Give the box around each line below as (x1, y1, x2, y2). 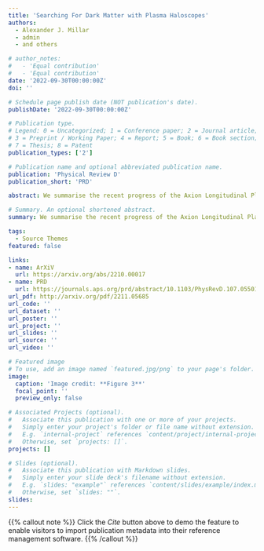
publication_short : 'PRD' (8, 177, 93, 185)
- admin (15, 33, 41, 42)
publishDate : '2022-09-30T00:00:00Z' (8, 105, 132, 114)
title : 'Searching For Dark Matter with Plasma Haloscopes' (8, 11, 210, 20)
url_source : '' (8, 337, 58, 345)
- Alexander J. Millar (15, 26, 90, 34)
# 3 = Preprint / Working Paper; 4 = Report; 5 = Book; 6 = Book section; (8, 134, 258, 142)
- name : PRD (8, 278, 47, 286)
